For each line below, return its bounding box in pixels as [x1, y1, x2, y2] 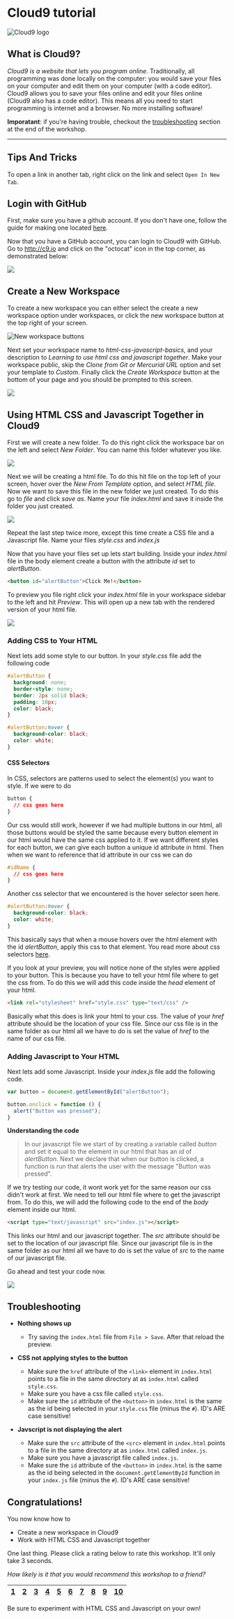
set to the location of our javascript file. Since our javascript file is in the [7, 1239, 213, 1248]
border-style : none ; [13, 686, 73, 693]
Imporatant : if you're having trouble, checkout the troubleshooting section [7, 117, 221, 126]
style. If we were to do [7, 782, 72, 790]
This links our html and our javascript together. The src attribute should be [7, 1232, 220, 1240]
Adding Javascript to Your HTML [7, 1051, 120, 1061]
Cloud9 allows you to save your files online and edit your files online [7, 89, 203, 97]
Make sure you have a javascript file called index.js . [27, 1454, 179, 1462]
